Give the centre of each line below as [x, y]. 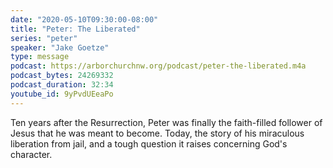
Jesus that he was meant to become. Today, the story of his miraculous [157, 133]
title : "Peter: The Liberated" [75, 29]
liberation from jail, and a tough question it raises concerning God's [149, 143]
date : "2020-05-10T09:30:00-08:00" [84, 19]
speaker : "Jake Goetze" [60, 47]
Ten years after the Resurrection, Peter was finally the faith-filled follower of [166, 122]
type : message [40, 57]
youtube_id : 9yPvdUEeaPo [62, 94]
